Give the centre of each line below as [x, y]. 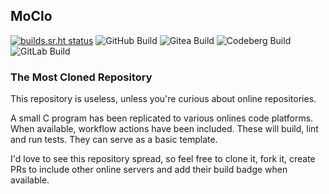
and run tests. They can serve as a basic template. [114, 140]
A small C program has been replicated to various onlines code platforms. [162, 118]
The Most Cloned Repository [81, 77]
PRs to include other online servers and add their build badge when [149, 170]
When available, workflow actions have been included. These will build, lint [164, 129]
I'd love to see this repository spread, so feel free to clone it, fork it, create [163, 159]
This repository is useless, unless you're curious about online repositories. [163, 99]
